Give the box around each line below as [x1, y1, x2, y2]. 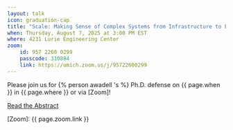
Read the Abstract [7, 101, 59, 109]
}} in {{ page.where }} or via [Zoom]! [7, 88, 111, 96]
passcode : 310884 [19, 55, 70, 62]
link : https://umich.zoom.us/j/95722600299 [19, 62, 148, 68]
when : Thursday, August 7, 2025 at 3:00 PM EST [7, 29, 148, 37]
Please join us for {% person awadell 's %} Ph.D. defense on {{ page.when [7, 80, 221, 89]
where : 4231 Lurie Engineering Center [7, 36, 119, 43]
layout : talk [7, 10, 45, 17]
